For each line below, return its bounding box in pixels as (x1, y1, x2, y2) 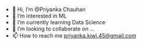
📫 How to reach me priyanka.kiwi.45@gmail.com (12, 32, 137, 39)
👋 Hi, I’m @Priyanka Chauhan (12, 6, 86, 13)
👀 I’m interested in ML (12, 12, 67, 19)
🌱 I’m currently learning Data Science (12, 19, 106, 26)
